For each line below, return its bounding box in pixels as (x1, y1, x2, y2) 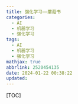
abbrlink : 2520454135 (6, 64, 60, 71)
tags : (6, 36, 19, 42)
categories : (6, 14, 35, 20)
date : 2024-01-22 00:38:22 (6, 70, 73, 76)
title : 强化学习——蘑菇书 (6, 8, 61, 15)
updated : (6, 75, 28, 81)
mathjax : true (6, 59, 41, 65)
